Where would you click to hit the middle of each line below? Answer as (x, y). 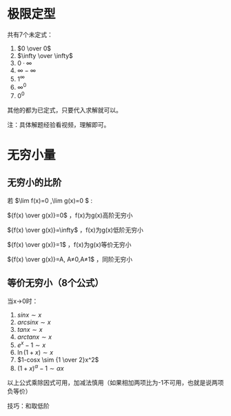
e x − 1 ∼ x (31, 344)
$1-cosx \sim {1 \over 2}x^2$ (58, 360)
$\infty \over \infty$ (45, 55)
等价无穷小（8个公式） (56, 283)
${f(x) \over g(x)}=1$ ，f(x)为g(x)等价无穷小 (69, 244)
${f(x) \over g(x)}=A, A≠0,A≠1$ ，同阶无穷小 (70, 259)
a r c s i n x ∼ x (34, 322)
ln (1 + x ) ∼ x (35, 353)
